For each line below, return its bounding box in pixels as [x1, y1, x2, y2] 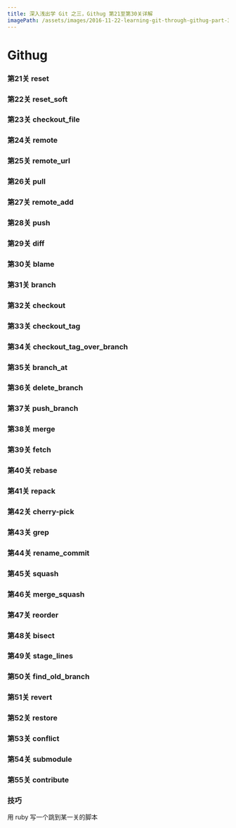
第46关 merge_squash [7, 589, 85, 599]
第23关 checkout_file [7, 115, 81, 125]
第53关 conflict [7, 734, 60, 744]
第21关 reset [7, 73, 49, 83]
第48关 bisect [7, 630, 55, 640]
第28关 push [7, 218, 51, 228]
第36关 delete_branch [7, 383, 84, 393]
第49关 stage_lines [7, 651, 74, 661]
